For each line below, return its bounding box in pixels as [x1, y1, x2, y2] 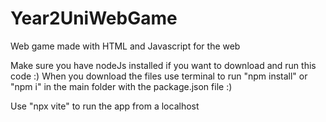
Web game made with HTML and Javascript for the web [10, 40, 241, 52]
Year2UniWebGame [10, 7, 178, 30]
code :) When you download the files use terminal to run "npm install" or [10, 70, 308, 82]
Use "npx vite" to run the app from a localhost [10, 100, 200, 112]
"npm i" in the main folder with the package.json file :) [10, 80, 233, 92]
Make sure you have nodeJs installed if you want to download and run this [10, 59, 317, 71]
